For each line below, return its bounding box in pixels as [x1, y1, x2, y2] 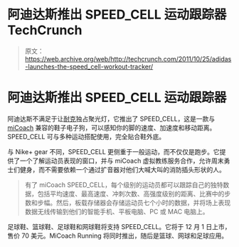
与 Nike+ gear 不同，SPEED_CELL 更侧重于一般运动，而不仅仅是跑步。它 [7, 147, 221, 156]
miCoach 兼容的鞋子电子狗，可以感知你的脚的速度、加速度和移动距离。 [7, 123, 216, 132]
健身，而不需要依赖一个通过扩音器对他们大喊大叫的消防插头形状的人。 [19, 165, 225, 173]
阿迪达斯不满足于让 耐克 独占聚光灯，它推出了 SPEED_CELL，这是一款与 [7, 114, 216, 123]
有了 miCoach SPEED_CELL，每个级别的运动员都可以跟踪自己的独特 [24, 180, 223, 189]
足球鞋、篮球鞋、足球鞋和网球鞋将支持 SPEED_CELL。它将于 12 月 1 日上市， [7, 222, 231, 231]
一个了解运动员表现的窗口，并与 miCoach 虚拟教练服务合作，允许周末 [19, 156, 224, 165]
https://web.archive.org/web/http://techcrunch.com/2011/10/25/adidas [24, 54, 232, 63]
